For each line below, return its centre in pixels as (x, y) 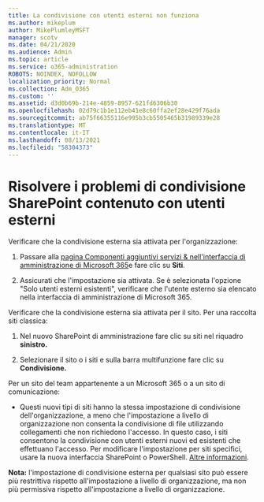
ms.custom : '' (32, 96)
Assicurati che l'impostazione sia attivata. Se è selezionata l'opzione (130, 281)
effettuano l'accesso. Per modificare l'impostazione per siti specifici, (131, 449)
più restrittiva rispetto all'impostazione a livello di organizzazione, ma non (127, 481)
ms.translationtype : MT (47, 125)
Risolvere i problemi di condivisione (127, 186)
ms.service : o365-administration (63, 67)
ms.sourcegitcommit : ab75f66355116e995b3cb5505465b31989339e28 (114, 118)
